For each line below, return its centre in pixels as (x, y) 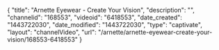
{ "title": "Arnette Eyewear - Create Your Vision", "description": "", (101, 10)
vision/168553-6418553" (43, 40)
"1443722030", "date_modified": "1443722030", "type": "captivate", (105, 25)
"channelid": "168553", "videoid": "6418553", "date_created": (95, 17)
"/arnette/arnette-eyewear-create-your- (155, 32)
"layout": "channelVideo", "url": (52, 32)
